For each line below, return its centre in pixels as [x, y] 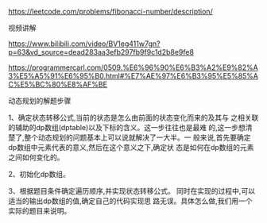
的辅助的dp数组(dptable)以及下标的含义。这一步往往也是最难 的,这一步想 [127, 127]
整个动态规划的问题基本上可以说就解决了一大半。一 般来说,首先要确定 [138, 137]
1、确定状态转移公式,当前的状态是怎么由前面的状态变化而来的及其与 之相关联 [133, 117]
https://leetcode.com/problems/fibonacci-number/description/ [110, 12]
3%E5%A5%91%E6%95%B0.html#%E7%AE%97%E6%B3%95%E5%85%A [133, 76]
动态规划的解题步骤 [40, 101]
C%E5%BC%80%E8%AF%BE [58, 84]
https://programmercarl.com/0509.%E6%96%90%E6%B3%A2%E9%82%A [133, 67]
